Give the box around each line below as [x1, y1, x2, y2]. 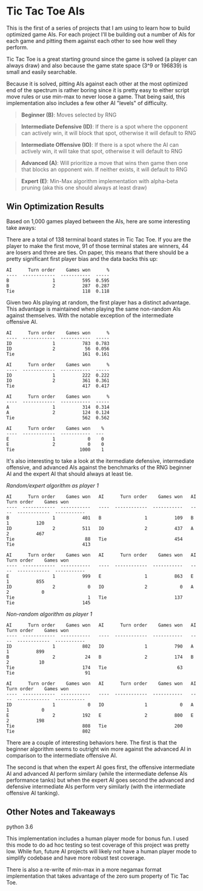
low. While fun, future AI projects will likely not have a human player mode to [6, 847, 197, 855]
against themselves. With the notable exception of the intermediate [6, 311, 174, 319]
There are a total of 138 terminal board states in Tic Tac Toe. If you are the [6, 235, 191, 243]
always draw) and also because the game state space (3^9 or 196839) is [6, 62, 188, 69]
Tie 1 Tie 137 [6, 594, 183, 600]
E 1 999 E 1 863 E [6, 573, 194, 579]
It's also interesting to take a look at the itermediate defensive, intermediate [6, 457, 195, 465]
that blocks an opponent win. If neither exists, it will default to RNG [21, 166, 188, 173]
